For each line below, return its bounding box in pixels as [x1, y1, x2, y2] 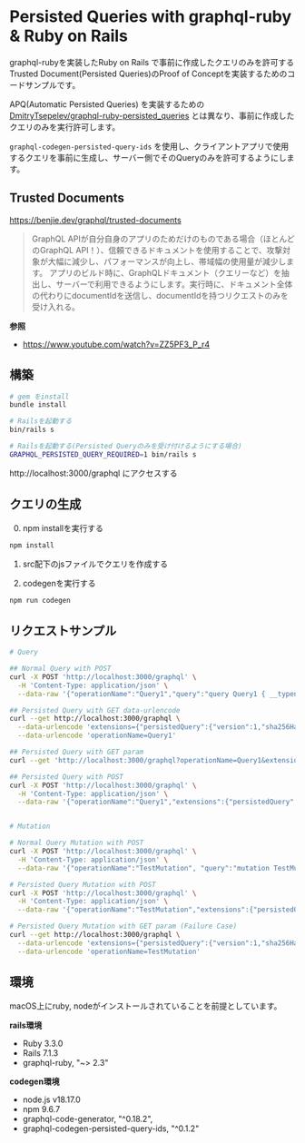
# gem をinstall [9, 392, 70, 401]
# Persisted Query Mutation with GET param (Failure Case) [9, 921, 238, 931]
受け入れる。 [31, 301, 80, 312]
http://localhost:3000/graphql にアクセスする [9, 468, 178, 478]
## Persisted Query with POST [9, 772, 124, 782]
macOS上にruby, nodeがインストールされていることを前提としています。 [9, 1000, 282, 1011]
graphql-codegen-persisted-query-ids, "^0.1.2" [22, 1123, 200, 1134]
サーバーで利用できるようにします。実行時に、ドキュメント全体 [55, 279, 293, 290]
